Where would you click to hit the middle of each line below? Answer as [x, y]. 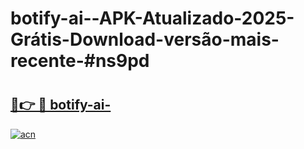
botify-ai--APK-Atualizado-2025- [152, 18]
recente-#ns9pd [80, 61]
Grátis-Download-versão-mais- [145, 39]
